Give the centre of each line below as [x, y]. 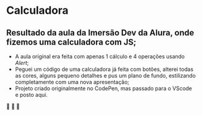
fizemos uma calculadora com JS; [71, 42]
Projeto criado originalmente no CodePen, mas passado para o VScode [103, 88]
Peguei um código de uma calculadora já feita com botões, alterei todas [104, 69]
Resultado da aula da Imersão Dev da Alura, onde [100, 33]
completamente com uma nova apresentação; [72, 82]
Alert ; [22, 63]
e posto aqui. [31, 95]
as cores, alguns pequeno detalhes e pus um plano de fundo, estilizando [105, 75]
